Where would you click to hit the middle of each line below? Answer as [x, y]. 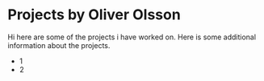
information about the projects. [59, 45]
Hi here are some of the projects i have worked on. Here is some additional [132, 37]
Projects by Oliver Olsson [94, 15]
